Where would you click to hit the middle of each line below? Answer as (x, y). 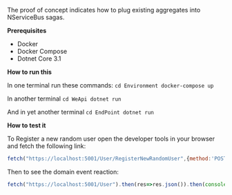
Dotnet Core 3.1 (39, 59)
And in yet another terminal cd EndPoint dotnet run (80, 112)
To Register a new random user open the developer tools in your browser (111, 138)
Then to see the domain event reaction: (63, 172)
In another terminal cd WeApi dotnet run (64, 99)
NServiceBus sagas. (36, 17)
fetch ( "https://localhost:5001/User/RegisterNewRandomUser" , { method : (109, 158)
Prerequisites (27, 31)
